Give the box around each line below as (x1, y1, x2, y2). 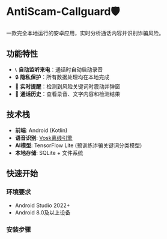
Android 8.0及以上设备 (14, 209, 71, 216)
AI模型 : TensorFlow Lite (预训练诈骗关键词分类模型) (14, 142, 142, 149)
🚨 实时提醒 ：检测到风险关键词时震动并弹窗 (14, 82, 120, 90)
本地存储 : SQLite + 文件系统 (14, 149, 83, 156)
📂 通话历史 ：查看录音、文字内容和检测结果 (14, 90, 120, 97)
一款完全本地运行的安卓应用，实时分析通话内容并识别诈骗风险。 (6, 29, 164, 37)
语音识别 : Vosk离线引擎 (14, 134, 73, 141)
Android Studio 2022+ (14, 202, 70, 209)
